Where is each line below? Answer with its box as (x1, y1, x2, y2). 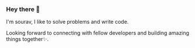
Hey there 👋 (6, 5, 40, 13)
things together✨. (6, 36, 49, 43)
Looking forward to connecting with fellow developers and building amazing (6, 29, 189, 36)
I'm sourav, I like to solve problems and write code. (6, 19, 129, 25)
